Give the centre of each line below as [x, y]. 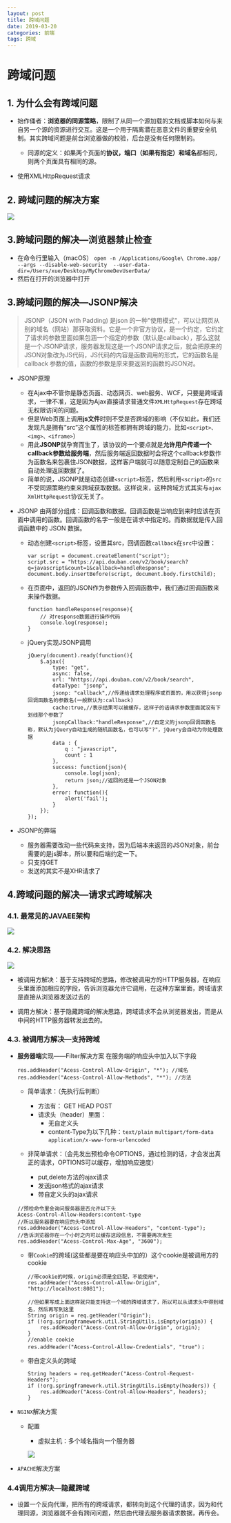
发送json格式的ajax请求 [71, 1185]
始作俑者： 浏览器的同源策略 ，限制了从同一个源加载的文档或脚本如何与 [117, 121]
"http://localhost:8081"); [66, 1288]
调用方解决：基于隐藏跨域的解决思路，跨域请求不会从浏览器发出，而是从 [120, 1011]
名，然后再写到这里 [51, 1309]
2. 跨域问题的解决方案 [53, 200]
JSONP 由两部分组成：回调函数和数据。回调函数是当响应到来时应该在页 [119, 510]
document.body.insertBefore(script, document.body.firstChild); [122, 574]
